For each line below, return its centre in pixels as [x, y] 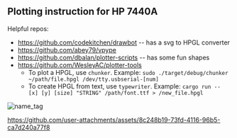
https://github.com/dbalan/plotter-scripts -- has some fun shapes [114, 57]
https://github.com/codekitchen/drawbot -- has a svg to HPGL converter [124, 42]
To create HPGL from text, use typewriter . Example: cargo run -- [125, 86]
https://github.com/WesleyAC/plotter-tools [79, 65]
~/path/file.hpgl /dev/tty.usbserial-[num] [94, 79]
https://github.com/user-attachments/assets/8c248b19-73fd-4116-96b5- [114, 120]
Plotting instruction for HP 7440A [83, 12]
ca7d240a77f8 [29, 127]
